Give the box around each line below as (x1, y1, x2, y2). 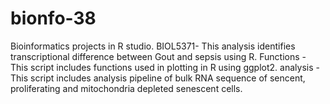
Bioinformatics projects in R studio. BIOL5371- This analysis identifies (10, 40, 296, 52)
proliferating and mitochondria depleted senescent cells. (10, 82, 243, 94)
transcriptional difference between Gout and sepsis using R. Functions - (10, 50, 307, 62)
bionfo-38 (10, 7, 97, 30)
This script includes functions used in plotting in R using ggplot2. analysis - (10, 61, 320, 73)
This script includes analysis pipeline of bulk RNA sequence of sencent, (10, 72, 306, 84)
